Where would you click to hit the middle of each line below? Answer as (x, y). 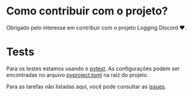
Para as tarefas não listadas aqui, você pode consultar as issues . (86, 86)
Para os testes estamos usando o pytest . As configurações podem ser (93, 68)
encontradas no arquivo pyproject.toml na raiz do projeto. (77, 75)
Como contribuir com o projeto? (87, 11)
